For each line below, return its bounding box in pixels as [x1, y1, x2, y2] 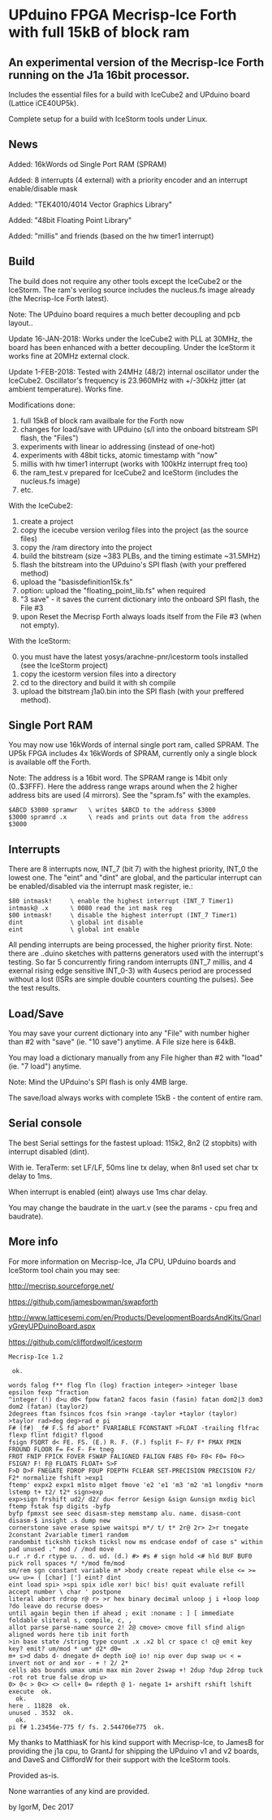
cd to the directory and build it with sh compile [19, 677, 176, 687]
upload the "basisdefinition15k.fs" [19, 576, 133, 587]
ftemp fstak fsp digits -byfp [8, 1502, 111, 1511]
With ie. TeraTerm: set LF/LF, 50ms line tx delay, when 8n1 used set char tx [8, 1162, 258, 1172]
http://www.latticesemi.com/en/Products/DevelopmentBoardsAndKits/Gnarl [8, 1312, 261, 1322]
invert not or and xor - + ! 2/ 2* [8, 1659, 129, 1667]
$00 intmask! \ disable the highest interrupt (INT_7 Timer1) [8, 912, 238, 920]
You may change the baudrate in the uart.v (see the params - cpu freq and [8, 1202, 258, 1212]
